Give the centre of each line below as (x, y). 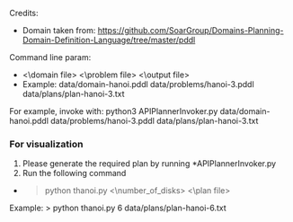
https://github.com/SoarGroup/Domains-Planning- (191, 30)
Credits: (24, 13)
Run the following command (74, 173)
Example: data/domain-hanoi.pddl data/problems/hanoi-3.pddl (138, 84)
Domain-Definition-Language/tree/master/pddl (109, 40)
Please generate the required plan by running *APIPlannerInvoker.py (149, 164)
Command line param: (50, 57)
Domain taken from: (59, 30)
